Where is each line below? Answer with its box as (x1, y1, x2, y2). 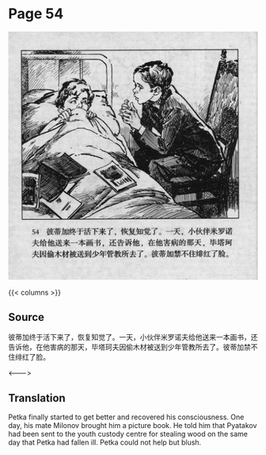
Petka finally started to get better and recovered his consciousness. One (8, 412, 245, 422)
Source (8, 310, 45, 324)
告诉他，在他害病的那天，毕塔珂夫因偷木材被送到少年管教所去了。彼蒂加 (8, 342, 244, 352)
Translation (8, 391, 66, 405)
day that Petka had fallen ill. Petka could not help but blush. (8, 438, 202, 447)
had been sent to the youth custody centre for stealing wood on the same (8, 430, 248, 439)
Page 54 (8, 5, 64, 23)
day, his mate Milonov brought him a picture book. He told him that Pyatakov (8, 421, 257, 430)
